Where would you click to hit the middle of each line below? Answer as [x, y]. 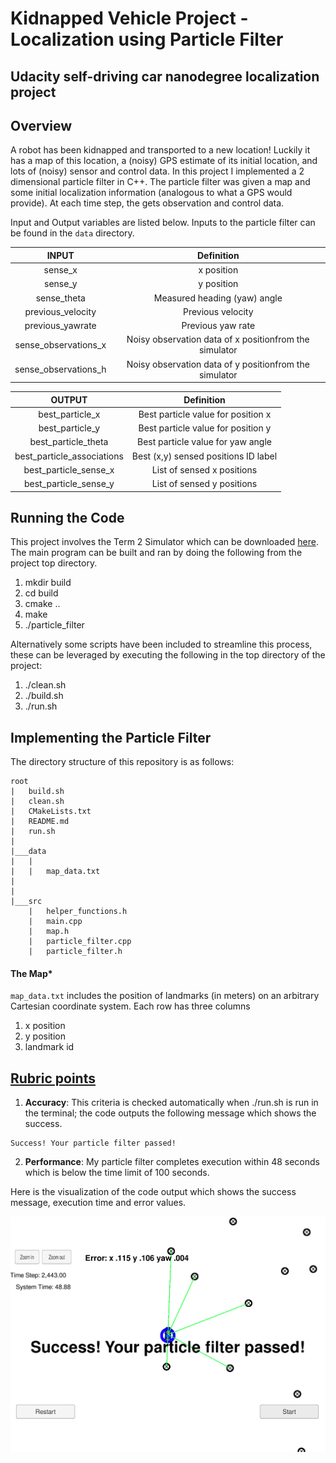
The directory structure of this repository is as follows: [122, 762]
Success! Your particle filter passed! [93, 1143]
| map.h [49, 932]
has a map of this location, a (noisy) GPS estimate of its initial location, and [164, 161]
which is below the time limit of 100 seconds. [117, 1173]
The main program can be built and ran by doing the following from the [156, 553]
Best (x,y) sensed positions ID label [204, 456]
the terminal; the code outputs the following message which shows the [170, 1113]
